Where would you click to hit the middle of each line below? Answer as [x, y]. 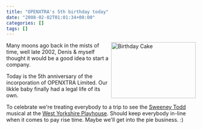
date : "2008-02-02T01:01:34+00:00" [51, 17]
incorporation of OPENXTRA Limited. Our [57, 83]
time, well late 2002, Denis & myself [50, 52]
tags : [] [17, 28]
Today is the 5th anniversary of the [50, 76]
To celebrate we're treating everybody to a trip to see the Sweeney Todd [96, 107]
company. [19, 65]
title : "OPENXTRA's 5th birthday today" [58, 12]
